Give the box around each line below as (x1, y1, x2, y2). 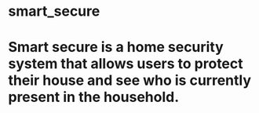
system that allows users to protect (8, 55, 243, 73)
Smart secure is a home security (8, 38, 224, 56)
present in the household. (8, 89, 180, 106)
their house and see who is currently (8, 71, 252, 89)
